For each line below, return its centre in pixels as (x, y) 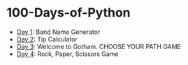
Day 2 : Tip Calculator (47, 39)
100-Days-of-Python (68, 13)
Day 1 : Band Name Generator (58, 32)
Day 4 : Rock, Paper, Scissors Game (68, 54)
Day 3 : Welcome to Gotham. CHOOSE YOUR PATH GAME (99, 46)
